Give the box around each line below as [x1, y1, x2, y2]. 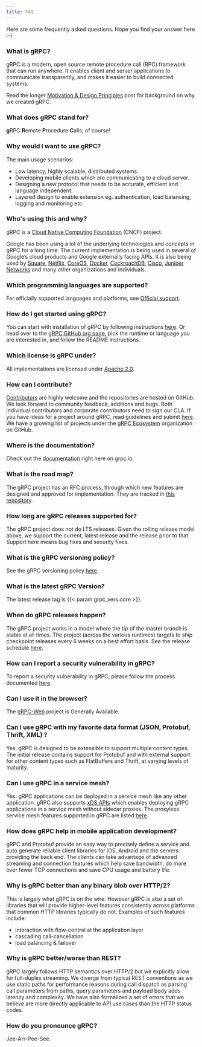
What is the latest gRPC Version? [6, 582, 105, 591]
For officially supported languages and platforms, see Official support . [6, 294, 181, 302]
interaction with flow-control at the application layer [14, 926, 144, 933]
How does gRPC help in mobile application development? [6, 826, 177, 835]
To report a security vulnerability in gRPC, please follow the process [6, 673, 175, 680]
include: [6, 914, 27, 922]
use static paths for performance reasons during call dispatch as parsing [6, 981, 188, 988]
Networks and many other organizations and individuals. [6, 265, 147, 273]
